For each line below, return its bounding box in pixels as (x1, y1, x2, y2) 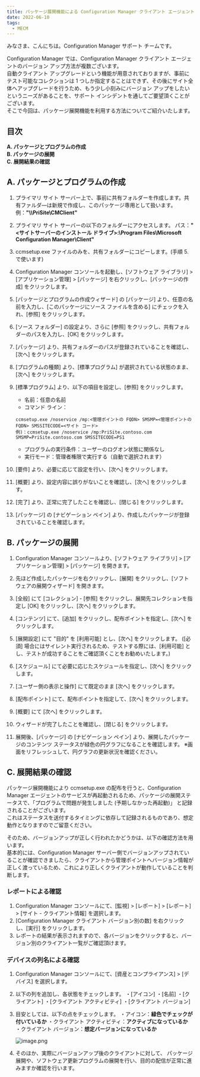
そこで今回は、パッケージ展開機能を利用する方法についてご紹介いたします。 (7, 107, 193, 114)
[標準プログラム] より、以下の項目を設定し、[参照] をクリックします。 (15, 383, 186, 391)
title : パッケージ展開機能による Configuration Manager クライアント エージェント (7, 8, 195, 15)
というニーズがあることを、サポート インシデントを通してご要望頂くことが (7, 92, 190, 99)
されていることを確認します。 (15, 519, 88, 526)
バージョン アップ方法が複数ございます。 (22, 63, 122, 70)
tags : (7, 20, 20, 26)
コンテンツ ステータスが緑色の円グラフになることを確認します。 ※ (26, 741, 188, 748)
